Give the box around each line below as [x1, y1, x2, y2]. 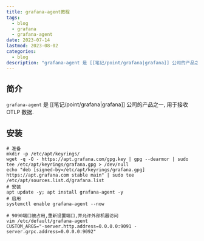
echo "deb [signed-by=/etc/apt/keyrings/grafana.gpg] [6, 167, 146, 173]
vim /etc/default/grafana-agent [6, 218, 88, 225]
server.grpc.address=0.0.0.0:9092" [6, 229, 97, 235]
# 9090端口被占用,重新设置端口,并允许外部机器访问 [6, 213, 119, 219]
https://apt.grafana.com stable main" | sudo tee [6, 172, 135, 178]
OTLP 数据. [6, 109, 35, 116]
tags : [6, 15, 20, 21]
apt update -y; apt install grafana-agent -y [6, 189, 123, 195]
